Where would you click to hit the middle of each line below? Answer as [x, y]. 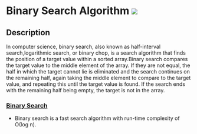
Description [28, 33]
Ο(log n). [25, 125]
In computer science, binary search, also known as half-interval [83, 46]
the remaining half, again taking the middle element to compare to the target [98, 78]
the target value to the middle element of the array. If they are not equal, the [98, 65]
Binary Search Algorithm [68, 11]
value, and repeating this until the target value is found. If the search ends [96, 84]
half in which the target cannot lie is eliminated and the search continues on [98, 71]
